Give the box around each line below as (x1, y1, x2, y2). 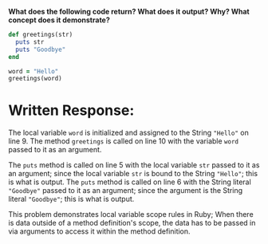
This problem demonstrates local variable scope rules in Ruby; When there (8, 210, 254, 219)
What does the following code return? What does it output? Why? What (8, 7, 250, 16)
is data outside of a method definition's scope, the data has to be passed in (8, 218, 256, 228)
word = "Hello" (8, 67, 59, 75)
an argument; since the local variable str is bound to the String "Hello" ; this (8, 169, 258, 179)
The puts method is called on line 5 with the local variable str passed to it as (8, 160, 260, 170)
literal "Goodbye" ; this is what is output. (8, 195, 135, 204)
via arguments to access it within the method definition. (8, 226, 191, 236)
